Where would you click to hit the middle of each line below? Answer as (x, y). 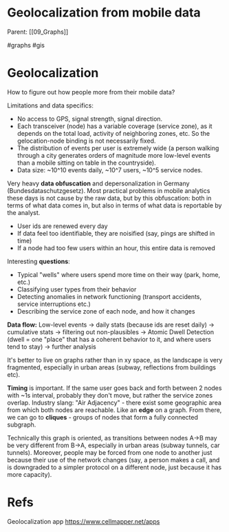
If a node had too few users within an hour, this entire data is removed (116, 248)
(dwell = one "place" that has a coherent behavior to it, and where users (109, 339)
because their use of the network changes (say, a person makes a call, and (113, 460)
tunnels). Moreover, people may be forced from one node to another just (110, 452)
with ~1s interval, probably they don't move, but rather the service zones (110, 395)
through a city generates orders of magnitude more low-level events (114, 155)
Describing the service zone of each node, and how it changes (106, 311)
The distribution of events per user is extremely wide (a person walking (118, 148)
